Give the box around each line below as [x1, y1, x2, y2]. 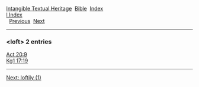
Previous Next [8, 18, 45, 24]
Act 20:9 [6, 51, 28, 58]
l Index [6, 11, 23, 18]
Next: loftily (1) [6, 74, 41, 81]
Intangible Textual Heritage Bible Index [6, 5, 104, 12]
